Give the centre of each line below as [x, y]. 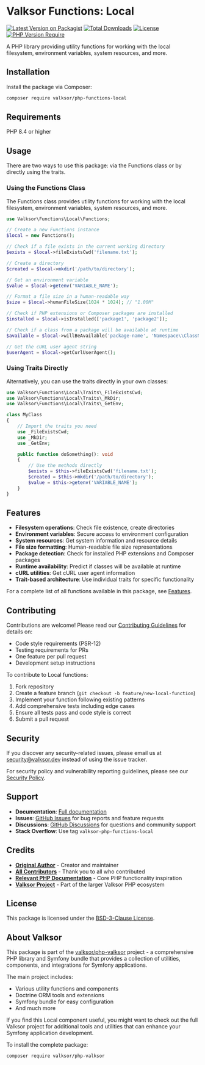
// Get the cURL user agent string [52, 347]
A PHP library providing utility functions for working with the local [88, 46]
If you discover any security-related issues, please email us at [84, 753]
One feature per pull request [51, 657]
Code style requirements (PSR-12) [58, 644]
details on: [20, 632]
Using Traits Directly [37, 368]
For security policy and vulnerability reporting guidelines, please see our [97, 771]
